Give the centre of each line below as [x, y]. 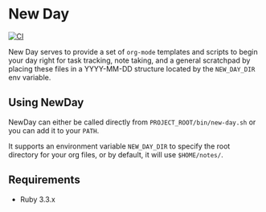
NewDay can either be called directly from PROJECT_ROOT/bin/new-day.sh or [132, 122]
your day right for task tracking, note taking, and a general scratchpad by [129, 60]
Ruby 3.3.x [38, 199]
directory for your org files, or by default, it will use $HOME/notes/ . [116, 154]
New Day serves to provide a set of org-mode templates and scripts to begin [133, 51]
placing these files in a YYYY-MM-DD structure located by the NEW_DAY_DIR [132, 68]
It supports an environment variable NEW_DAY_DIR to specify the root [119, 146]
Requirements [44, 180]
